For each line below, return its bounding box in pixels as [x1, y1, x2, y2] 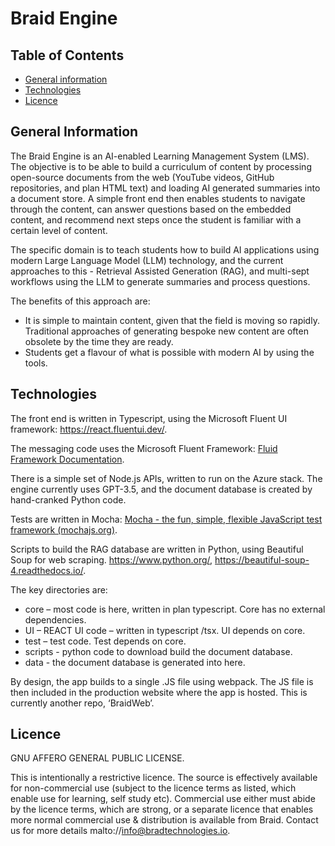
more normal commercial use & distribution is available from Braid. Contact [10, 814, 319, 826]
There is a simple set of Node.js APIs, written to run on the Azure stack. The [10, 472, 323, 484]
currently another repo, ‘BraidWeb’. [10, 697, 155, 709]
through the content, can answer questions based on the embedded [10, 203, 292, 215]
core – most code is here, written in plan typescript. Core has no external [24, 603, 326, 615]
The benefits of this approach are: [10, 295, 151, 307]
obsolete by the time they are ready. [24, 335, 174, 347]
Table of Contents [10, 47, 125, 64]
